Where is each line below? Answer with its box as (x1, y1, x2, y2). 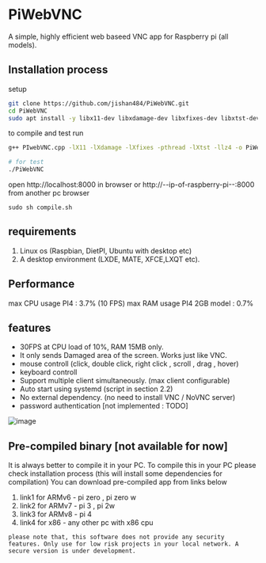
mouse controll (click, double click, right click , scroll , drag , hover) (19, 359, 239, 369)
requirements (8, 225, 77, 238)
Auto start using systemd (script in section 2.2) (19, 384, 173, 394)
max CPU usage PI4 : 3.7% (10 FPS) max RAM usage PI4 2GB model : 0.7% (8, 299, 254, 308)
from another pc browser (8, 188, 90, 197)
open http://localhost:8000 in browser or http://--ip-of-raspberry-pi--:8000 (8, 180, 255, 189)
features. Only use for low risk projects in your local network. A (8, 540, 239, 548)
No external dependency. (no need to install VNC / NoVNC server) (19, 393, 236, 402)
